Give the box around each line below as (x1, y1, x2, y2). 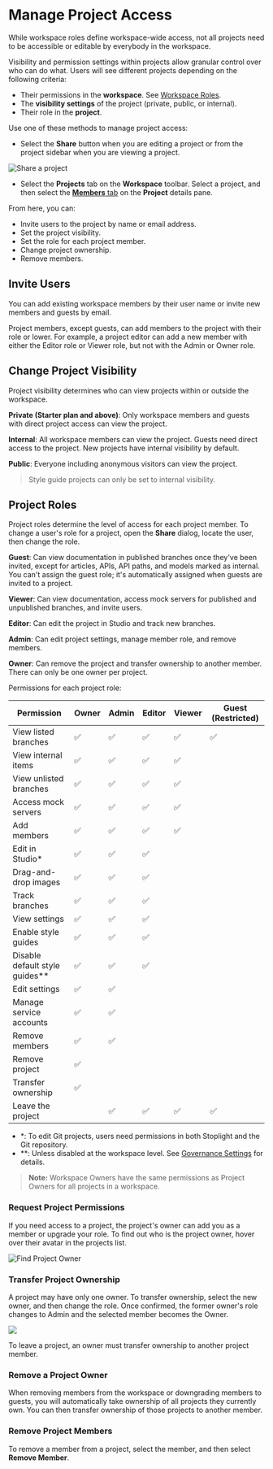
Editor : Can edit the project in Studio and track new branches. (8, 619, 216, 628)
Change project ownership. (19, 245, 112, 254)
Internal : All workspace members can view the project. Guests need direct (8, 434, 258, 444)
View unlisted (12, 773, 64, 784)
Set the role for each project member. (19, 236, 146, 246)
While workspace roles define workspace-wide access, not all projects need (8, 33, 265, 42)
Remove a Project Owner (8, 1369, 108, 1380)
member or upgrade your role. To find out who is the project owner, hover (8, 1229, 255, 1239)
